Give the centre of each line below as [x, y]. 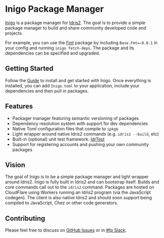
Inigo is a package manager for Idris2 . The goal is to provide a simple [75, 23]
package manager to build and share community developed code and [76, 28]
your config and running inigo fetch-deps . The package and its [70, 48]
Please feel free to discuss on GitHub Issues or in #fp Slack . [66, 230]
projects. [14, 33]
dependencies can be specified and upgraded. [52, 53]
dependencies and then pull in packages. [47, 91]
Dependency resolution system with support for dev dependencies [80, 123]
